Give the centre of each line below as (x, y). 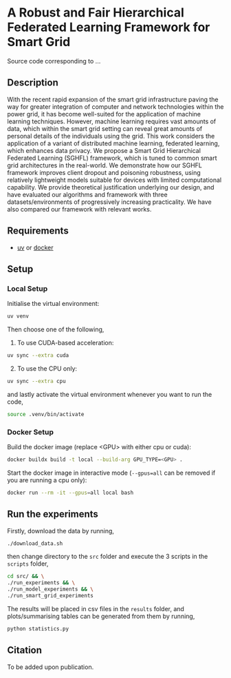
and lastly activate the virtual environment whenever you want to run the (110, 394)
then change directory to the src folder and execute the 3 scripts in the (108, 557)
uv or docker (35, 247)
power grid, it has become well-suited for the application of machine (104, 114)
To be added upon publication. (51, 667)
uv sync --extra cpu (37, 381)
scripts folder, (28, 564)
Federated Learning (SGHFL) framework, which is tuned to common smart (112, 158)
